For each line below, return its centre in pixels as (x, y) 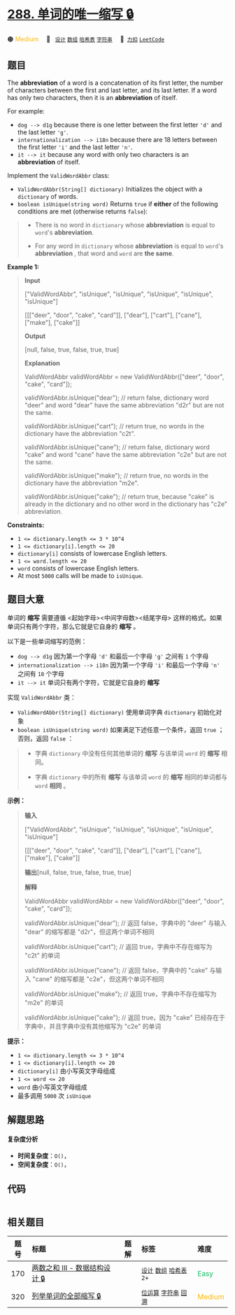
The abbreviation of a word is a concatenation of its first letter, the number (115, 83)
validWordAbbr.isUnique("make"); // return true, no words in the (116, 475)
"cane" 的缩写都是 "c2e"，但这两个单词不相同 (98, 979)
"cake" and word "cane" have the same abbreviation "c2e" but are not (126, 454)
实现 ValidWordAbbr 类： (42, 697)
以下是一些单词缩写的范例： (47, 641)
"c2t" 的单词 (42, 955)
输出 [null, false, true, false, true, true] (78, 872)
